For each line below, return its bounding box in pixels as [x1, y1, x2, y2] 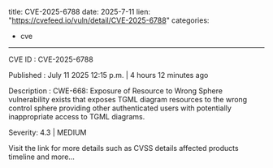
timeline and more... [8, 152, 76, 162]
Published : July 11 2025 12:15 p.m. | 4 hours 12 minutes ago [8, 71, 209, 80]
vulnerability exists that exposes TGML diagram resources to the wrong [8, 95, 248, 104]
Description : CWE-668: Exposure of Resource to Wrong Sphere [8, 86, 223, 96]
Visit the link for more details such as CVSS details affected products [8, 144, 239, 153]
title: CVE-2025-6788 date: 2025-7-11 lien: [8, 7, 150, 16]
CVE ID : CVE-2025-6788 [8, 54, 93, 64]
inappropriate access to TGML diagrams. [8, 112, 145, 121]
